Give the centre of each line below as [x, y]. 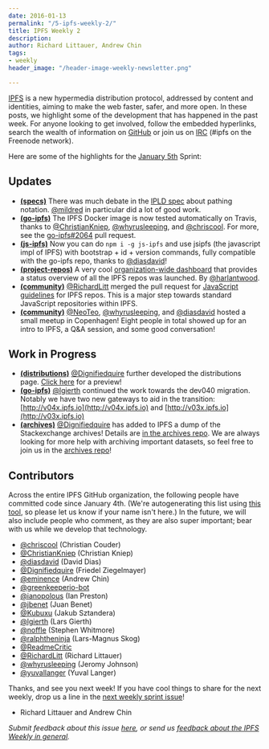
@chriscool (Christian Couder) [70, 545]
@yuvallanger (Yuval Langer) [68, 673]
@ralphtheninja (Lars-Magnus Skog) [80, 639]
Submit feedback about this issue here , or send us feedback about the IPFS [134, 728]
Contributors [41, 475]
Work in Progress [53, 354]
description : [30, 38]
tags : [17, 53]
